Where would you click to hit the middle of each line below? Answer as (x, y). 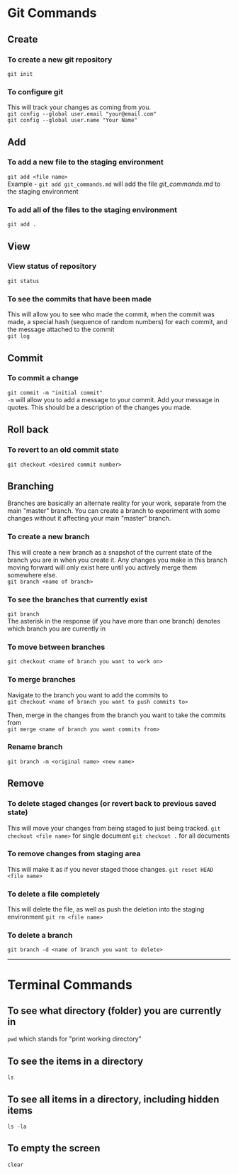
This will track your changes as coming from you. (79, 107)
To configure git (35, 92)
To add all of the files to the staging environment (92, 209)
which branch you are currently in (57, 628)
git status (23, 281)
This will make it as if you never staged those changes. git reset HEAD (110, 869)
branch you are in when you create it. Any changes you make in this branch (118, 560)
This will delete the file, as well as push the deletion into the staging (106, 909)
